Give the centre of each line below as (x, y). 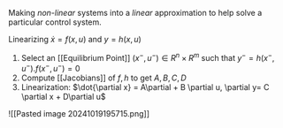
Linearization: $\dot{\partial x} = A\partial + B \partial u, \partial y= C (145, 87)
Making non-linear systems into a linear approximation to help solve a (135, 13)
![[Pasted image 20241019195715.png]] (79, 114)
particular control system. (55, 22)
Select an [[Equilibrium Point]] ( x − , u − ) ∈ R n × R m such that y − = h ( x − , (148, 57)
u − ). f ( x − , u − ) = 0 (50, 68)
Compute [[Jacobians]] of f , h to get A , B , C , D (103, 78)
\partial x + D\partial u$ (63, 97)
